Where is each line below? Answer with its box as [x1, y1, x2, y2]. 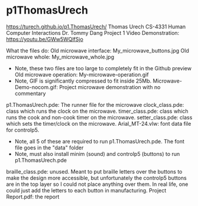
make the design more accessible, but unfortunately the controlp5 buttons [6, 174, 187, 181]
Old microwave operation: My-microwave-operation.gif [14, 71, 149, 78]
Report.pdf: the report [6, 193, 60, 200]
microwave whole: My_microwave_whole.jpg [6, 53, 114, 60]
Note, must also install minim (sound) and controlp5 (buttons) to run [14, 150, 180, 157]
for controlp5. [6, 126, 40, 133]
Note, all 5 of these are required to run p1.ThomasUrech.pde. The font [14, 138, 185, 145]
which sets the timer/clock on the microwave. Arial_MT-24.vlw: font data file [6, 120, 191, 127]
